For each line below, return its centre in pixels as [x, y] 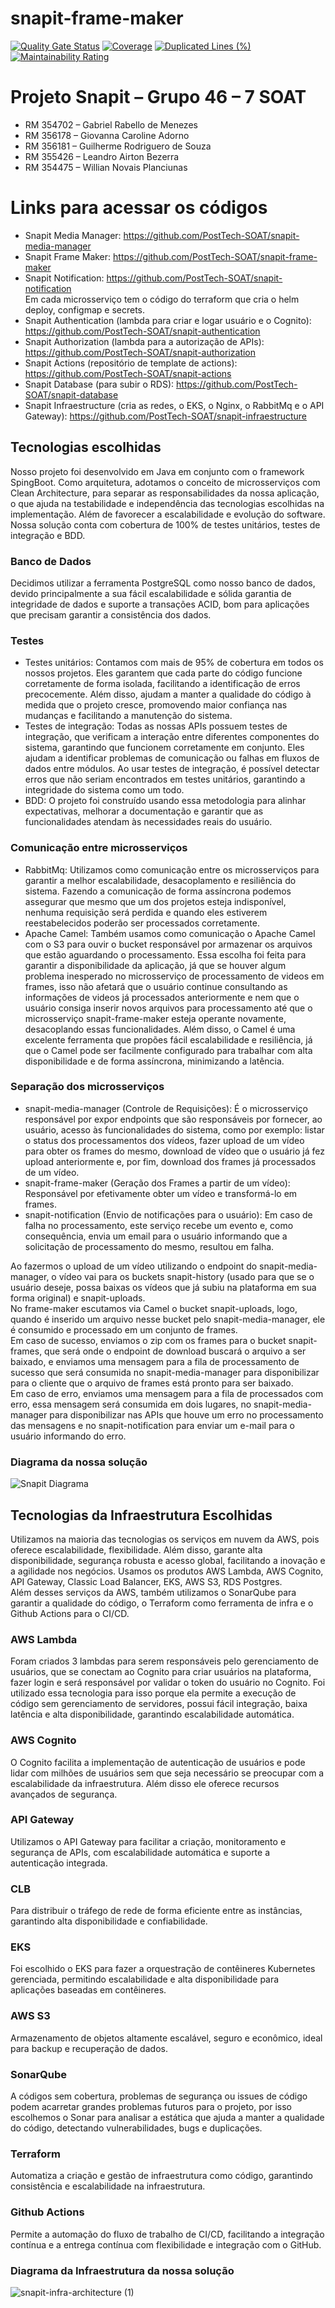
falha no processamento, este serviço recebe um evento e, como [159, 1225]
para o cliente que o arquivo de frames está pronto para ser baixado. [152, 1383]
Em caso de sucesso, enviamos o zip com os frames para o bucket [148, 1340]
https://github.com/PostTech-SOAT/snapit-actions [128, 373]
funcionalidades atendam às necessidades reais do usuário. [148, 822]
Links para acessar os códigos [139, 208]
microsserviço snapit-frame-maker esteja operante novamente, [155, 1018]
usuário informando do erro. [68, 1436]
